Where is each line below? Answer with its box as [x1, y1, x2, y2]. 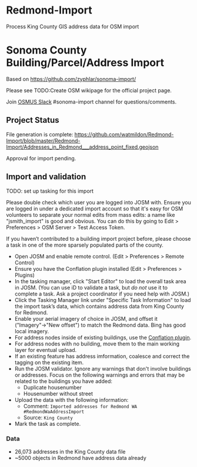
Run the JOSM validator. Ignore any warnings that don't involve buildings [14, 365, 191, 372]
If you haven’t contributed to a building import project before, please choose [6, 235, 191, 242]
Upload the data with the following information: [14, 396, 129, 403]
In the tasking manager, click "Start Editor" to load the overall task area [14, 277, 186, 285]
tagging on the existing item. [14, 359, 84, 366]
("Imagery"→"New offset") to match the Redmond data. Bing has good [14, 321, 186, 328]
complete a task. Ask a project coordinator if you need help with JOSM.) [14, 290, 190, 297]
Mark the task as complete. [14, 420, 81, 427]
